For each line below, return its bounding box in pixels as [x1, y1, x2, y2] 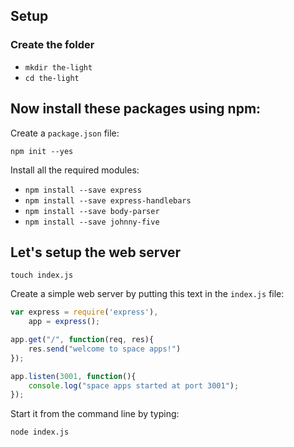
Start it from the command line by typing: [10, 408, 180, 420]
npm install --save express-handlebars [24, 195, 192, 206]
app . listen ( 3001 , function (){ [10, 371, 137, 381]
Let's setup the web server [10, 244, 182, 261]
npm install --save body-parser [24, 206, 160, 216]
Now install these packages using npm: [10, 100, 262, 118]
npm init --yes [10, 146, 74, 156]
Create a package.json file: [10, 127, 120, 139]
